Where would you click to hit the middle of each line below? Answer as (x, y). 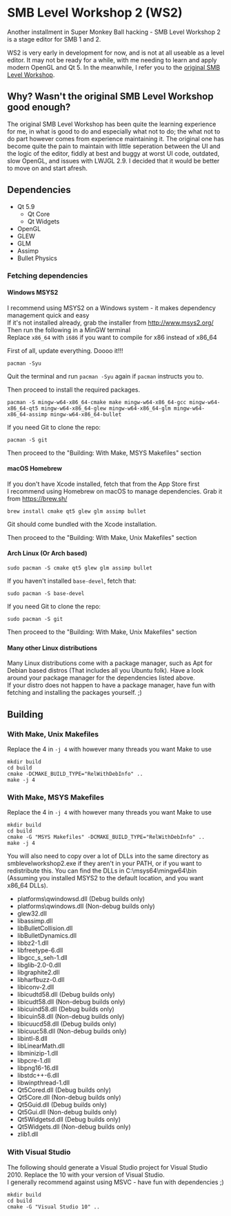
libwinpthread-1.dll (43, 1083)
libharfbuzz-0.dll (41, 980)
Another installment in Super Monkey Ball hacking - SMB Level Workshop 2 (114, 32)
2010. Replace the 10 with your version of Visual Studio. (86, 1174)
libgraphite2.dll (38, 972)
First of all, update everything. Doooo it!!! (65, 350)
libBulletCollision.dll (45, 928)
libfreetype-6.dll (40, 950)
